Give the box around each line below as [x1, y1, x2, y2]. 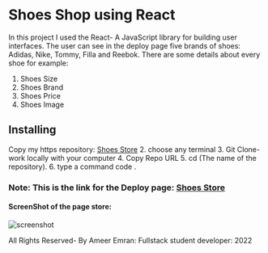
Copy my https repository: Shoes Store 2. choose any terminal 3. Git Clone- [8, 144, 261, 154]
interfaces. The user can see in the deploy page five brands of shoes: [8, 40, 241, 50]
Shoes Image [19, 99, 65, 109]
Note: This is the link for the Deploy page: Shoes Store [8, 182, 225, 193]
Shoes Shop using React [8, 6, 176, 24]
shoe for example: [8, 58, 69, 68]
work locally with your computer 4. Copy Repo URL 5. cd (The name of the [8, 153, 257, 162]
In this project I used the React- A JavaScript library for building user [8, 32, 237, 42]
